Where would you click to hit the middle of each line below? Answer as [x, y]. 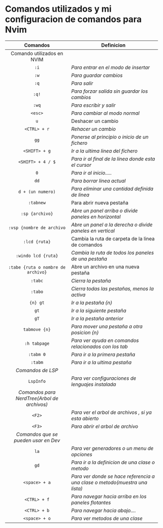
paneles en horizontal [96, 216]
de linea [80, 195]
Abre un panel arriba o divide [105, 211]
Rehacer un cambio [93, 129]
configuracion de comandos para [73, 19]
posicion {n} [85, 332]
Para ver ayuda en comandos [105, 340]
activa [78, 294]
